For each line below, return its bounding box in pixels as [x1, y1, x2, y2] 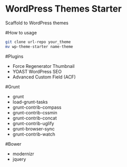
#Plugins [5, 53, 24, 59]
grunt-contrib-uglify [12, 120, 54, 127]
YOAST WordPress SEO [12, 68, 62, 74]
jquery [12, 156, 26, 162]
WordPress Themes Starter [5, 3, 122, 15]
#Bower [5, 141, 22, 147]
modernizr [12, 150, 34, 157]
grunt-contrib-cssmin [12, 109, 57, 115]
